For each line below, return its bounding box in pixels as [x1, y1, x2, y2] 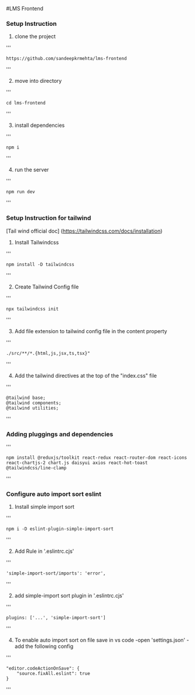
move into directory [14, 78, 62, 85]
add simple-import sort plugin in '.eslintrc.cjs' [14, 592, 124, 599]
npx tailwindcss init [6, 305, 59, 312]
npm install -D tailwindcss [6, 261, 75, 267]
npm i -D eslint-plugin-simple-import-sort [6, 526, 114, 532]
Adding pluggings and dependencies [6, 430, 114, 438]
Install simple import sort [14, 503, 75, 511]
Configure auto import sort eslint [6, 490, 101, 498]
